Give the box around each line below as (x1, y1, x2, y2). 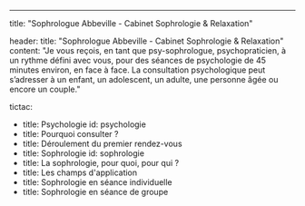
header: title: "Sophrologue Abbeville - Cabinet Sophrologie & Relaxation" (9, 35, 284, 46)
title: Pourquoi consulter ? (22, 129, 119, 139)
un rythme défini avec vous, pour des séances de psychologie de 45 (9, 55, 266, 65)
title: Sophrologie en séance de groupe (22, 187, 169, 197)
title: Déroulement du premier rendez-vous (22, 138, 183, 149)
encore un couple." (9, 83, 81, 94)
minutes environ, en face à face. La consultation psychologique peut (9, 64, 266, 75)
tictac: (9, 102, 34, 112)
